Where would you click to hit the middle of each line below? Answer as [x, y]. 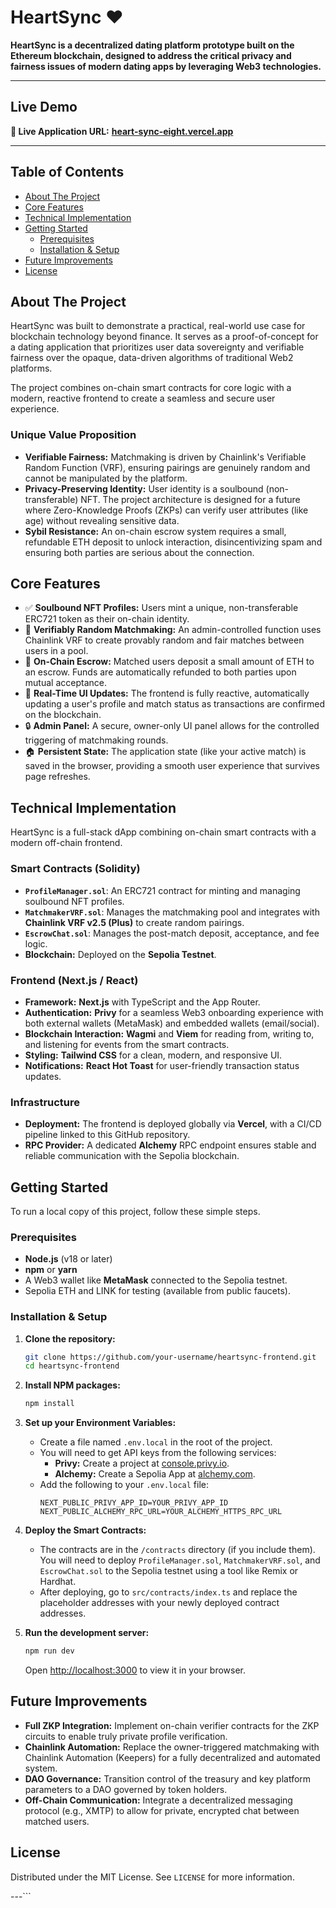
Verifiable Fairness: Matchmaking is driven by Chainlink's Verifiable [165, 457]
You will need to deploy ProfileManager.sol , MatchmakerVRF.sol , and [180, 1560]
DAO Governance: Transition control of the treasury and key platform [168, 1778]
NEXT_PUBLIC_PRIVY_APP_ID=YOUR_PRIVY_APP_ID [134, 1503]
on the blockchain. [63, 715]
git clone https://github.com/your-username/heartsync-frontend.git [170, 1357]
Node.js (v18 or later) [68, 1259]
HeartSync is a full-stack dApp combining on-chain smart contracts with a [163, 832]
